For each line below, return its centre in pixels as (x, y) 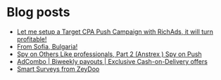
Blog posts (38, 12)
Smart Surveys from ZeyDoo (58, 69)
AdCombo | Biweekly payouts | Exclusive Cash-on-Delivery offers (112, 61)
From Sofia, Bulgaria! (47, 46)
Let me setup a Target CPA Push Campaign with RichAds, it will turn (115, 32)
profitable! (32, 39)
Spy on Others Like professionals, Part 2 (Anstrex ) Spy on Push (109, 54)
